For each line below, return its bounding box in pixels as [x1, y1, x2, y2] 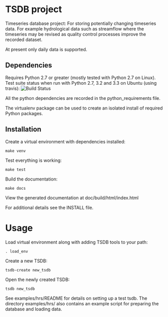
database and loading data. [5, 306, 62, 312]
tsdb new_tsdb [5, 286, 35, 291]
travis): [5, 85, 20, 91]
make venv [5, 148, 26, 153]
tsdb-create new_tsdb [5, 267, 51, 272]
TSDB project [5, 4, 62, 15]
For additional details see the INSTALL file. [5, 204, 94, 210]
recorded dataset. [5, 37, 43, 43]
